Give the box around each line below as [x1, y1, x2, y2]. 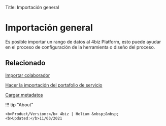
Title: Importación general [5, 5, 59, 10]
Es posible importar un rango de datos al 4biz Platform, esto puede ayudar [5, 38, 161, 45]
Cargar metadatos [5, 92, 43, 98]
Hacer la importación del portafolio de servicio [5, 82, 103, 88]
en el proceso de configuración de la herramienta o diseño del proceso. [5, 44, 155, 50]
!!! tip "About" [5, 101, 34, 108]
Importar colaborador [5, 72, 50, 78]
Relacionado [5, 59, 46, 67]
